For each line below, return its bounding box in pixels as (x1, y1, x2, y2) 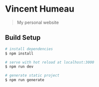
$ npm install (5, 51, 34, 56)
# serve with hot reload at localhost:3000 (5, 60, 95, 65)
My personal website (16, 19, 59, 25)
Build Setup (5, 34, 41, 42)
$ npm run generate (5, 78, 45, 83)
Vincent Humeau (5, 3, 74, 15)
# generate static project (5, 73, 60, 78)
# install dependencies (5, 46, 53, 52)
